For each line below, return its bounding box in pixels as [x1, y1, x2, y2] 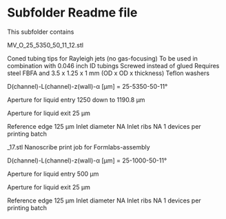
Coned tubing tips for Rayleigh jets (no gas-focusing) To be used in [7, 54, 198, 63]
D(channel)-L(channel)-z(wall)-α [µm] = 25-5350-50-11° [7, 82, 168, 90]
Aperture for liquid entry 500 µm [7, 169, 99, 178]
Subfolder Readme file [7, 5, 138, 21]
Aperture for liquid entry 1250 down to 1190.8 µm [7, 95, 145, 104]
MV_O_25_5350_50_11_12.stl [7, 41, 84, 49]
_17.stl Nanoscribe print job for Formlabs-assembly [7, 143, 150, 151]
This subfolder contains [7, 28, 74, 36]
